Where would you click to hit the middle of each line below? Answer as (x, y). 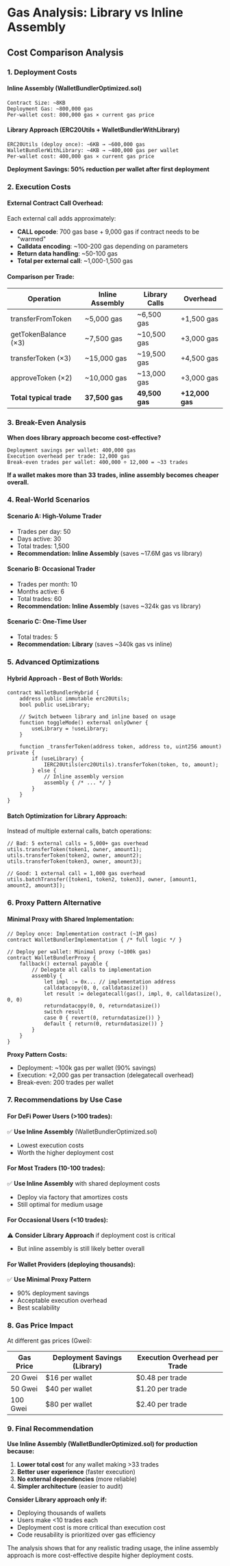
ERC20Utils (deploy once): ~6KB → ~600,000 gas (76, 144)
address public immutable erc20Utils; (75, 699)
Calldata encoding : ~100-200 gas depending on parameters (102, 246)
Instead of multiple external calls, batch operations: (79, 831)
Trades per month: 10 (47, 584)
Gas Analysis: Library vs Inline (95, 13)
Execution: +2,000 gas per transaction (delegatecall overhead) (105, 1075)
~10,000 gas (106, 378)
